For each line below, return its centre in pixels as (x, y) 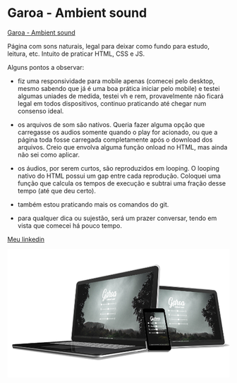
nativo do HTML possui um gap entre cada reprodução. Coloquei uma (119, 176)
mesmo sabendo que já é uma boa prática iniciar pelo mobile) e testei (119, 88)
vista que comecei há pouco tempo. (69, 225)
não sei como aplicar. (48, 154)
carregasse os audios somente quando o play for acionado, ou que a (117, 132)
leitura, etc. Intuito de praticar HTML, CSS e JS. (76, 54)
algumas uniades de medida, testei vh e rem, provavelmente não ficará (121, 96)
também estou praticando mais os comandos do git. (93, 204)
